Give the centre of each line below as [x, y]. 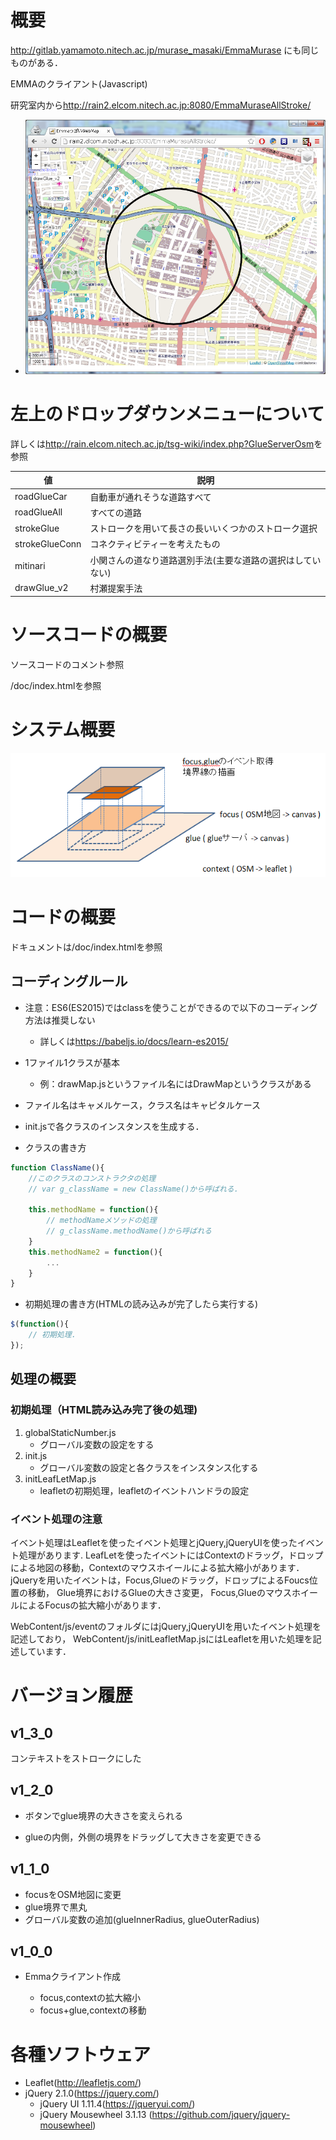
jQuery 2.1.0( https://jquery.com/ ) [92, 2093]
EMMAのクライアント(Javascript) [79, 83]
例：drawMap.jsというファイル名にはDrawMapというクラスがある [175, 1083]
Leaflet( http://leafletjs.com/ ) [83, 2083]
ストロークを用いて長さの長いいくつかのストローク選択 [203, 528]
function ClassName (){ [57, 1167]
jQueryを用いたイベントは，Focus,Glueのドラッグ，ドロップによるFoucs [160, 1580]
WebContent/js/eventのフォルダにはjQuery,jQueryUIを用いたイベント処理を [166, 1626]
